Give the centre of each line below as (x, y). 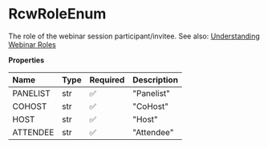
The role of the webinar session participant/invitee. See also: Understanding (134, 36)
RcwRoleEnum (57, 14)
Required (107, 79)
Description (155, 79)
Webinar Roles (32, 44)
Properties (26, 60)
